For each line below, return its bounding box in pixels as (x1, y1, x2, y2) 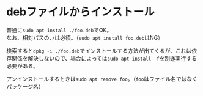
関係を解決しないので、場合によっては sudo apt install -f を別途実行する (11, 54, 197, 62)
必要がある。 (6, 62, 39, 70)
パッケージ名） (6, 83, 44, 90)
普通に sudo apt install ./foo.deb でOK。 (6, 26, 113, 34)
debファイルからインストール (6, 5, 155, 19)
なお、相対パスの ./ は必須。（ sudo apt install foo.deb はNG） (6, 34, 164, 41)
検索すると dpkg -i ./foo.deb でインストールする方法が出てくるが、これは (6, 46, 192, 54)
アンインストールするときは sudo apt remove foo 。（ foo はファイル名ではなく (6, 75, 197, 83)
